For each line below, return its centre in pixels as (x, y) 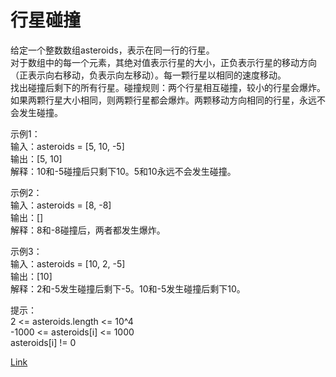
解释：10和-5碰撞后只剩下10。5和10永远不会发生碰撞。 (123, 171)
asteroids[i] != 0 (43, 342)
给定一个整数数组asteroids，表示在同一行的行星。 (112, 50)
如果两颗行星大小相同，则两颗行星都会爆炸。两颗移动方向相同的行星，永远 (163, 100)
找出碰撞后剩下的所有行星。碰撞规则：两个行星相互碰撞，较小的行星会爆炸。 (168, 87)
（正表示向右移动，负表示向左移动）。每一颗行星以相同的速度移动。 (148, 75)
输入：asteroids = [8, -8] (61, 205)
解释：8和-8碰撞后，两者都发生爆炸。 (88, 230)
